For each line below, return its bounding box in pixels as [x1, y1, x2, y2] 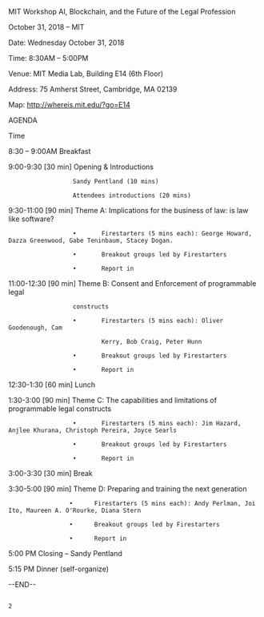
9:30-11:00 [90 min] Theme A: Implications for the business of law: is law [8, 206, 249, 215]
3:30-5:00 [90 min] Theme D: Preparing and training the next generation [8, 484, 247, 494]
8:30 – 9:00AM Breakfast [8, 147, 91, 155]
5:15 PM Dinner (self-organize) [8, 564, 110, 574]
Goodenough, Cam [8, 324, 62, 332]
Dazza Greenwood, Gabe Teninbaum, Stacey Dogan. [8, 236, 174, 244]
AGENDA [8, 115, 38, 125]
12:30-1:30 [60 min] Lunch [8, 380, 96, 389]
